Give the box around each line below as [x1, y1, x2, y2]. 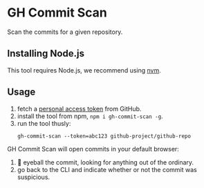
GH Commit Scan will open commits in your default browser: [7, 144, 180, 153]
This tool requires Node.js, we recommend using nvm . [7, 66, 161, 74]
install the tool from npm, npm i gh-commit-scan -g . [17, 112, 164, 120]
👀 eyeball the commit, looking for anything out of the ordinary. [17, 158, 194, 167]
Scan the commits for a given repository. [7, 28, 123, 36]
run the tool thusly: [17, 119, 71, 127]
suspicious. [17, 173, 50, 181]
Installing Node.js [7, 48, 85, 59]
